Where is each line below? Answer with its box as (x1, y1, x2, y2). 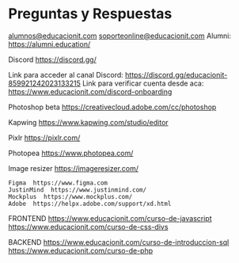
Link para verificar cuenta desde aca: (82, 78, 204, 88)
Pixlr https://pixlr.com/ (8, 132, 81, 143)
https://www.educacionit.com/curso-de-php (8, 246, 154, 255)
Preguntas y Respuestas (8, 5, 173, 23)
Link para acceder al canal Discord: (8, 70, 124, 79)
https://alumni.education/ (8, 39, 91, 48)
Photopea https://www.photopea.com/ (8, 148, 134, 158)
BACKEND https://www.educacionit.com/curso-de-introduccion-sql (8, 237, 230, 246)
